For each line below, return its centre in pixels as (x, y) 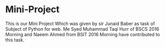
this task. (15, 40)
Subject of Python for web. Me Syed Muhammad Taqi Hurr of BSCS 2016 (82, 29)
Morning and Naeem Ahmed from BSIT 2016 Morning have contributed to (83, 34)
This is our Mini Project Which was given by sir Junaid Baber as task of (80, 24)
